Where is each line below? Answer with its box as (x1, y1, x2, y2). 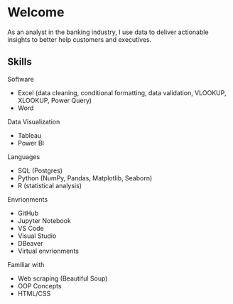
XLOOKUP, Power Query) (17, 96, 92, 104)
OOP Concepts (17, 281, 62, 290)
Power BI (17, 139, 45, 147)
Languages (7, 152, 40, 161)
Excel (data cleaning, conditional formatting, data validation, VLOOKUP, (17, 88, 227, 97)
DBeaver (17, 239, 44, 247)
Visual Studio (17, 232, 57, 240)
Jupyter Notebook (17, 216, 71, 224)
